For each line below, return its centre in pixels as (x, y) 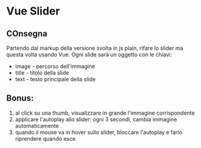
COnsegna (27, 34)
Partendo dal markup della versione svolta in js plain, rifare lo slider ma (95, 48)
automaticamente (37, 126)
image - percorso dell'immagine (55, 66)
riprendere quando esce (45, 138)
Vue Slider (33, 11)
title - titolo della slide (42, 73)
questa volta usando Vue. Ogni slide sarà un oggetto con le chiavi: (89, 55)
